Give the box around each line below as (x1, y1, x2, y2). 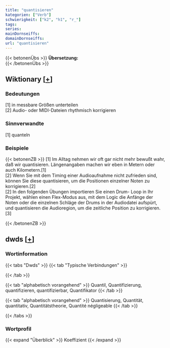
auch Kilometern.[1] (5, 167, 46, 173)
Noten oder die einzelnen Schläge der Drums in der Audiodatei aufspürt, (5, 200, 157, 206)
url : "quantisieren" (5, 41, 50, 46)
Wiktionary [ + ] (5, 75, 53, 84)
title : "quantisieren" (5, 7, 54, 13)
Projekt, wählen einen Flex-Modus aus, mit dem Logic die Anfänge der (5, 194, 153, 200)
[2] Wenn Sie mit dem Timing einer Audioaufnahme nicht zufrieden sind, (5, 172, 157, 179)
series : (5, 27, 22, 32)
